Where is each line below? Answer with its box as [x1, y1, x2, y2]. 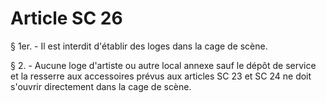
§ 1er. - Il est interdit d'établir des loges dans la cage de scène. [10, 40, 268, 52]
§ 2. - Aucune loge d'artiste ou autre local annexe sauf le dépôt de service [10, 59, 317, 71]
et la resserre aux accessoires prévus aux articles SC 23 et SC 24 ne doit [10, 70, 312, 82]
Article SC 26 [10, 7, 123, 30]
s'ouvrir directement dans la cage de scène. [10, 80, 192, 92]
